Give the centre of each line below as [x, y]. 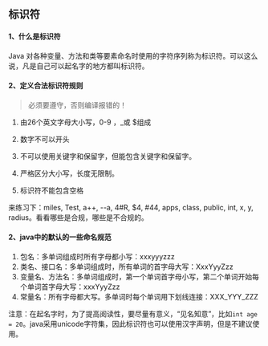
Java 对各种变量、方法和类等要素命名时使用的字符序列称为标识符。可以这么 [133, 55]
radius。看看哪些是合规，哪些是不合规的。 [78, 217]
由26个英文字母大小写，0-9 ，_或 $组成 [85, 122]
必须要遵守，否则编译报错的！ [77, 105]
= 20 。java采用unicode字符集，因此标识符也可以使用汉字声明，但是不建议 [130, 324]
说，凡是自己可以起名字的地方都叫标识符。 [79, 66]
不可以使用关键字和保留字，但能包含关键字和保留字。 [108, 156]
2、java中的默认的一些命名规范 [60, 237]
